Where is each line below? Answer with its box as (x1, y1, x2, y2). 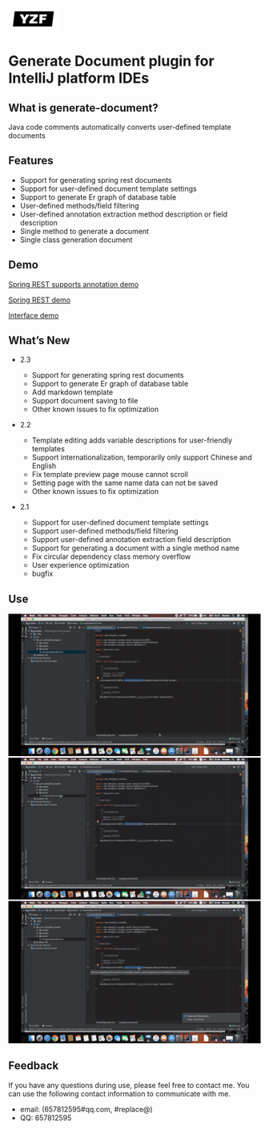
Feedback (8, 1059, 59, 1073)
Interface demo (8, 310, 59, 320)
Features (8, 154, 54, 168)
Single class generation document (19, 235, 133, 245)
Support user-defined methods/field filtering (31, 526, 179, 536)
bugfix (31, 569, 54, 579)
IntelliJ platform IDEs (8, 69, 150, 87)
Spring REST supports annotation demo (8, 279, 139, 289)
